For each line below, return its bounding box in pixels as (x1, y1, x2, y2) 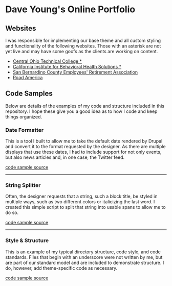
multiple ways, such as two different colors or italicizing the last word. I (5, 199, 155, 205)
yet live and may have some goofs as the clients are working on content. (5, 49, 158, 54)
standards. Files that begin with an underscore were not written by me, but (5, 254, 163, 260)
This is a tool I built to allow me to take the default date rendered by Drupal (5, 138, 163, 144)
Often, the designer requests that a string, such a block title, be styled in (5, 193, 158, 200)
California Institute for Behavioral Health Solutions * (12, 64, 122, 69)
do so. (5, 209, 19, 216)
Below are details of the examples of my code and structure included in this (5, 103, 165, 109)
